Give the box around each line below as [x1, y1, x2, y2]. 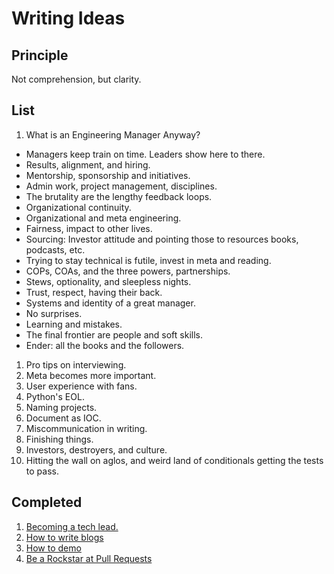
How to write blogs [25, 531, 104, 543]
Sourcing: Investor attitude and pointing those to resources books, [25, 233, 299, 245]
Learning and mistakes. [25, 318, 123, 330]
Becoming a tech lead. [25, 520, 119, 532]
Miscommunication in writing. [25, 422, 148, 434]
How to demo [25, 542, 82, 554]
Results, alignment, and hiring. [25, 158, 151, 171]
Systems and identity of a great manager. [25, 297, 196, 309]
